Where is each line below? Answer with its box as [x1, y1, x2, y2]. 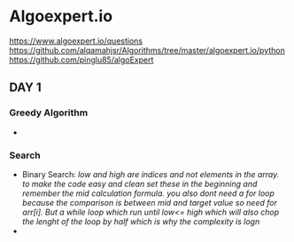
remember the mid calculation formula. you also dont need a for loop [21, 188, 275, 199]
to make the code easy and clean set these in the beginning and [21, 178, 258, 189]
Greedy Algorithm [9, 106, 89, 119]
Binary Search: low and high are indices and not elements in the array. [21, 168, 280, 179]
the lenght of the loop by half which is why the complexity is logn [21, 215, 260, 227]
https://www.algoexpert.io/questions [9, 35, 143, 46]
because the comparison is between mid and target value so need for [21, 197, 277, 207]
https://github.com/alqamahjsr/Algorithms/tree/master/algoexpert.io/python [9, 44, 285, 55]
